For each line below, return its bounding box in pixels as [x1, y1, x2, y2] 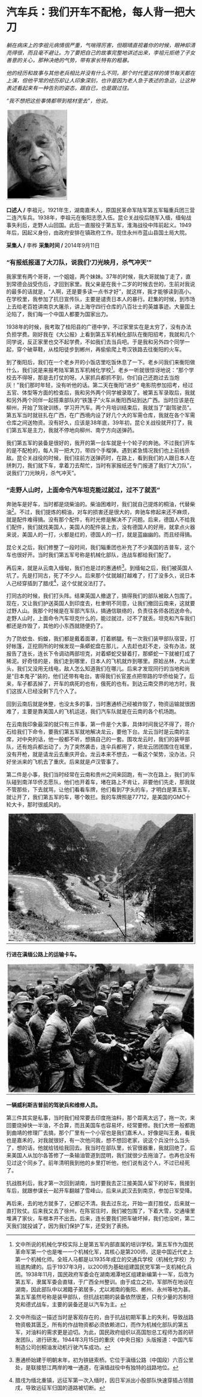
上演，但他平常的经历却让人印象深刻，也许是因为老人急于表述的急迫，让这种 [6, 76, 195, 84]
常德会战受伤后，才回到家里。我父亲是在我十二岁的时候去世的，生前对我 [11, 281, 190, 288]
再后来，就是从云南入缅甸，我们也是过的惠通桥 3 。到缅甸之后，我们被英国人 [6, 563, 193, 571]
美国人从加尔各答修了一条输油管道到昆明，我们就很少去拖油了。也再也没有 [11, 1152, 195, 1159]
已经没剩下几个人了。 [26, 687, 80, 695]
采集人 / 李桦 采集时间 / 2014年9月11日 [6, 242, 100, 249]
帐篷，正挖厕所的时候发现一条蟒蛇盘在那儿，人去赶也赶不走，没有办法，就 [11, 642, 195, 650]
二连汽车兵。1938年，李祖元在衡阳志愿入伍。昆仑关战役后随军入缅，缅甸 [6, 214, 186, 221]
